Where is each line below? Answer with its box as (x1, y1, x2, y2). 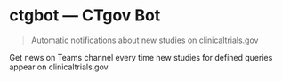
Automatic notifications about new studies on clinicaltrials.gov (30, 35, 259, 45)
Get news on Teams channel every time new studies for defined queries (9, 52, 273, 62)
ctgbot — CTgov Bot (9, 5, 161, 26)
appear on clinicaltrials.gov (9, 61, 109, 72)
